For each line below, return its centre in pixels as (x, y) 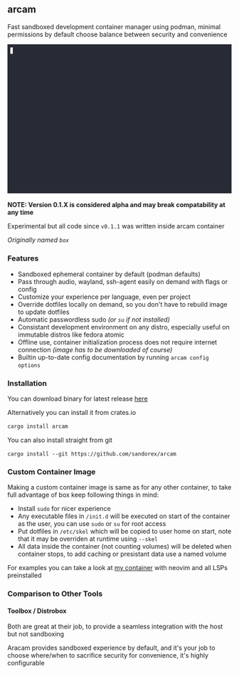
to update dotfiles (43, 312)
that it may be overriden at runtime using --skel (87, 539)
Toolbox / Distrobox (37, 611)
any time (21, 212)
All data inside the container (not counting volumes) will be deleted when (124, 547)
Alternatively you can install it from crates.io (72, 412)
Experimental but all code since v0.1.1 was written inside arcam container (116, 226)
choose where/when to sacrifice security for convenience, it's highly (108, 655)
